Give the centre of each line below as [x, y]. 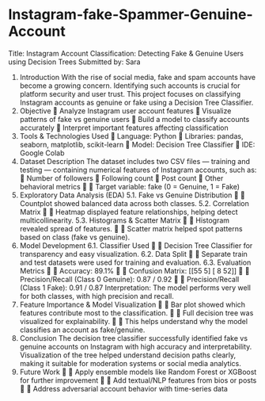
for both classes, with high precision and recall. [97, 296]
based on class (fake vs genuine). [75, 237]
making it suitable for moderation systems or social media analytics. [130, 363]
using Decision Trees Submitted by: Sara [74, 62]
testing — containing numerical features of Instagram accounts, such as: [138, 170]
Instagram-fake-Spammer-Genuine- [131, 15]
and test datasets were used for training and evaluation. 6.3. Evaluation [135, 262]
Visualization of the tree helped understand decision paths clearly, [128, 355]
